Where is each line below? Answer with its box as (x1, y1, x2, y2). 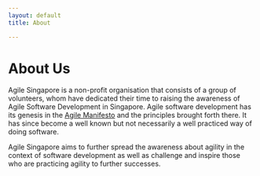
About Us (8, 60, 71, 77)
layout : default (8, 11, 61, 20)
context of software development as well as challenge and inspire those (8, 151, 241, 160)
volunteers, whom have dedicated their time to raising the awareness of (8, 93, 240, 103)
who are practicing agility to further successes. (8, 159, 161, 169)
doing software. (8, 127, 59, 137)
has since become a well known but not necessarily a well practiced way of (8, 119, 253, 128)
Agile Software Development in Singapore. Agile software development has (8, 102, 251, 112)
